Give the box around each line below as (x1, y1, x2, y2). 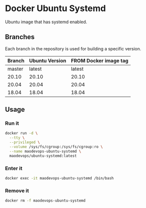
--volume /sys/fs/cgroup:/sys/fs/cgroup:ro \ (9, 145, 103, 149)
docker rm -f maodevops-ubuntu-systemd (5, 198, 86, 203)
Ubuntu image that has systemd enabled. (5, 19, 87, 25)
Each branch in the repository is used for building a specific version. (5, 45, 142, 51)
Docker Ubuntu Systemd (5, 3, 106, 14)
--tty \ (9, 135, 25, 140)
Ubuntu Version (29, 57, 66, 64)
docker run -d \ (5, 131, 38, 136)
